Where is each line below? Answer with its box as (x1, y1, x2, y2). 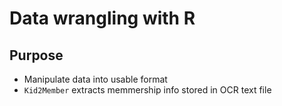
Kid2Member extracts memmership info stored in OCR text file (23, 84, 272, 96)
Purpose (9, 47, 64, 64)
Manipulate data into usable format (23, 73, 168, 85)
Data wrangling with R (9, 7, 196, 30)
